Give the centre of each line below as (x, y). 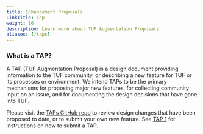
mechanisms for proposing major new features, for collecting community (98, 88)
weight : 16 (20, 23)
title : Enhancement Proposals (45, 12)
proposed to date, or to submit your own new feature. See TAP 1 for (91, 119)
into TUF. (18, 101)
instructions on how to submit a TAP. (52, 126)
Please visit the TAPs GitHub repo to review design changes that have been (101, 113)
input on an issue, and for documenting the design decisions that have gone (102, 95)
